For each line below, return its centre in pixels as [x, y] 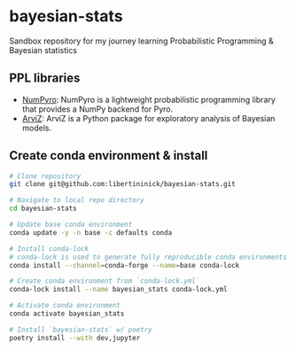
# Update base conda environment [71, 225]
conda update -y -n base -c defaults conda [91, 232]
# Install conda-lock [49, 249]
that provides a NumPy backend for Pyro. [97, 109]
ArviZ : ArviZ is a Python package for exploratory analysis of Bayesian [148, 118]
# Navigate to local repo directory [77, 200]
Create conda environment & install [109, 156]
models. [37, 128]
